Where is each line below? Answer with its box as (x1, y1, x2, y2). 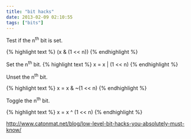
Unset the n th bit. (6, 72, 48, 80)
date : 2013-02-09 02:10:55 (6, 14, 73, 20)
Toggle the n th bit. (6, 96, 50, 104)
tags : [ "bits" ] (6, 20, 44, 25)
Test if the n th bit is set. (6, 36, 63, 44)
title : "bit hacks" (6, 8, 55, 15)
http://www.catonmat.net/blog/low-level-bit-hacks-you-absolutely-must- (6, 120, 185, 127)
